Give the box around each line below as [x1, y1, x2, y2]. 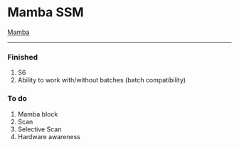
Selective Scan [17, 125, 62, 134]
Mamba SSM [7, 4, 84, 21]
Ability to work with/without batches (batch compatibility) [17, 76, 186, 85]
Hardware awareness [17, 132, 80, 141]
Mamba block [17, 109, 58, 118]
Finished [7, 52, 38, 62]
